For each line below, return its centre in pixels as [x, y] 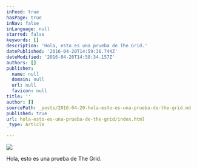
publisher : [20, 68]
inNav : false [23, 23]
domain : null [28, 79]
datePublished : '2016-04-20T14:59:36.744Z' [62, 52]
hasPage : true [24, 18]
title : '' [19, 96]
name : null [25, 74]
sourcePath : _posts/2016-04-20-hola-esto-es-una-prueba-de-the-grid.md [98, 108]
